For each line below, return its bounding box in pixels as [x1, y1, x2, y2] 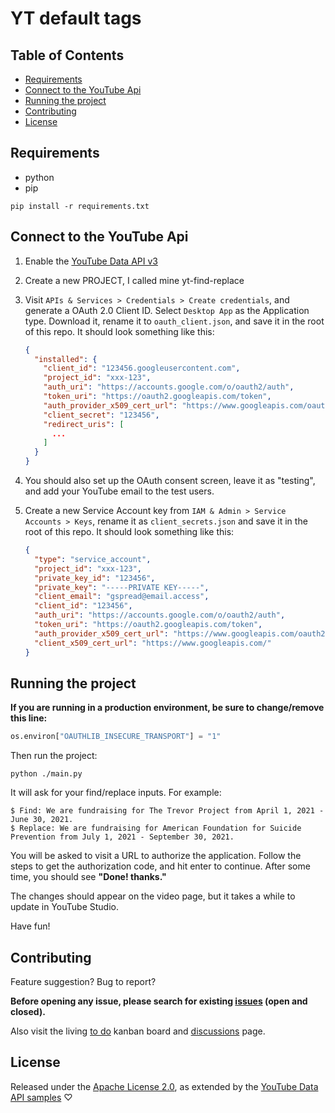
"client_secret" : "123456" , [43, 410, 160, 420]
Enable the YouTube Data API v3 [24, 255, 158, 267]
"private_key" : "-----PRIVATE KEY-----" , [34, 582, 210, 592]
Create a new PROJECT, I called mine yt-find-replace [24, 274, 245, 286]
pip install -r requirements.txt [10, 201, 150, 211]
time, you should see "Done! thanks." [10, 871, 167, 883]
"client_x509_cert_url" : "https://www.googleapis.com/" [34, 638, 272, 648]
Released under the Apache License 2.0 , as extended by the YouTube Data [10, 1080, 319, 1092]
